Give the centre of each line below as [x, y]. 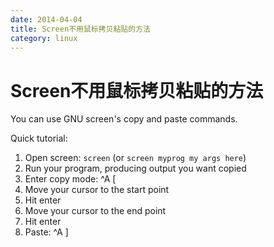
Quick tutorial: [39, 138]
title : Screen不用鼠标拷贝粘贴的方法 [80, 29]
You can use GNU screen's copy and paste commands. [124, 119]
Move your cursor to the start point [97, 190]
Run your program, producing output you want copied [135, 168]
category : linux [44, 38]
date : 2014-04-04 [46, 19]
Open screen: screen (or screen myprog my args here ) [135, 158]
